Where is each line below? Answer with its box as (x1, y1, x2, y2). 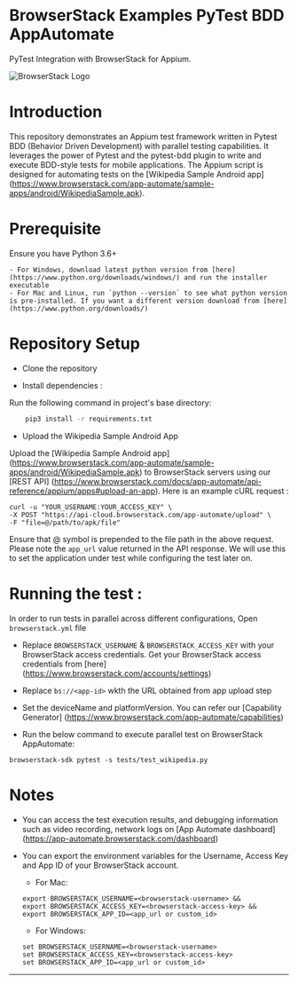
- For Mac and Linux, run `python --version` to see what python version (9, 288, 288, 297)
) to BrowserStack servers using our (138, 467, 271, 477)
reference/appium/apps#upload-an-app (9, 485, 156, 496)
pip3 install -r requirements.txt (25, 414, 153, 423)
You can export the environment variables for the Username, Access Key (21, 850, 289, 861)
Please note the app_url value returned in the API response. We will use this (9, 543, 286, 554)
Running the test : (9, 583, 143, 603)
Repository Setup (9, 334, 140, 353)
